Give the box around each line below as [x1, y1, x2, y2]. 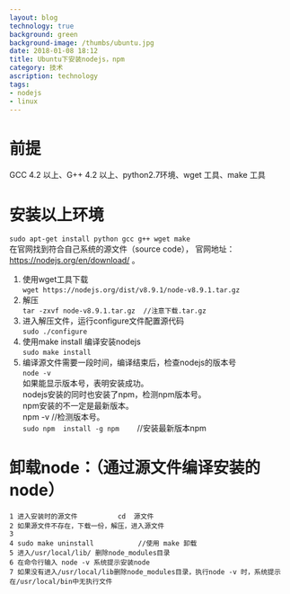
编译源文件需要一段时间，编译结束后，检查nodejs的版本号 [22, 357, 236, 368]
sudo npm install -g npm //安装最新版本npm [22, 423, 207, 434]
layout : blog [9, 13, 58, 22]
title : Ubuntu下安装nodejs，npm [9, 55, 126, 64]
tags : [9, 80, 30, 89]
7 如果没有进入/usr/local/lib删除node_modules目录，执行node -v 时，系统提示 [9, 568, 281, 577]
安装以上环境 [9, 204, 105, 225]
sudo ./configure [22, 327, 88, 337]
